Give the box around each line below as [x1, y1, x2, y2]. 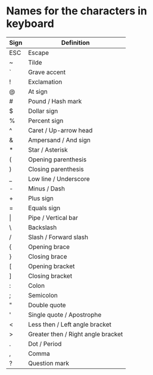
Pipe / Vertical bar [27, 213, 79, 222]
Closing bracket [27, 272, 73, 280]
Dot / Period [27, 339, 62, 348]
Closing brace [27, 252, 67, 260]
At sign [27, 87, 48, 96]
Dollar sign [27, 106, 58, 115]
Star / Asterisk [27, 145, 68, 153]
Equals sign [27, 204, 61, 212]
